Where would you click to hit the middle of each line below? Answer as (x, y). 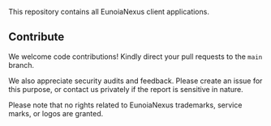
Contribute (37, 37)
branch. (22, 65)
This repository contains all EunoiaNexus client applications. (109, 12)
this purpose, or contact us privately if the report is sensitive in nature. (126, 89)
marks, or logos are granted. (56, 113)
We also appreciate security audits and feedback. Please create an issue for (135, 81)
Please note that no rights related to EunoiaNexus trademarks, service (125, 105)
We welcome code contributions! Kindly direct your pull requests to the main (135, 57)
